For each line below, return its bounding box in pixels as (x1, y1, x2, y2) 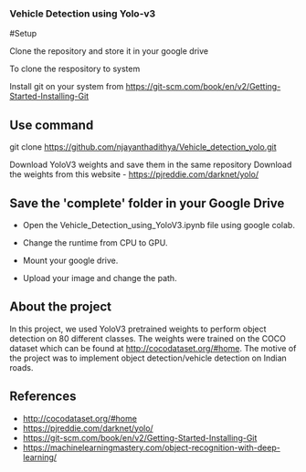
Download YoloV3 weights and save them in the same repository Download (9, 159, 292, 171)
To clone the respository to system (9, 63, 141, 75)
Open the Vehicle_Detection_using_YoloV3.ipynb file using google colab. (22, 219, 295, 230)
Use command (9, 117, 94, 132)
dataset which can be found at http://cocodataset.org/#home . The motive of (9, 342, 297, 353)
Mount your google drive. (22, 255, 119, 266)
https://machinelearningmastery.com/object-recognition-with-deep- (22, 442, 280, 453)
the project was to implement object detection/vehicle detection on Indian (9, 352, 288, 363)
